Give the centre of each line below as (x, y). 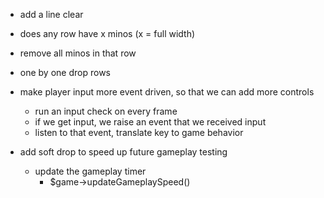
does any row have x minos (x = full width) (107, 33)
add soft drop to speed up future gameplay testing (123, 152)
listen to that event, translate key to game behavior (139, 132)
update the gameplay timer (90, 171)
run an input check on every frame (106, 111)
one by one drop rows (65, 72)
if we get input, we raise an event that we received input (150, 122)
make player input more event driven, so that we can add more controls (167, 92)
